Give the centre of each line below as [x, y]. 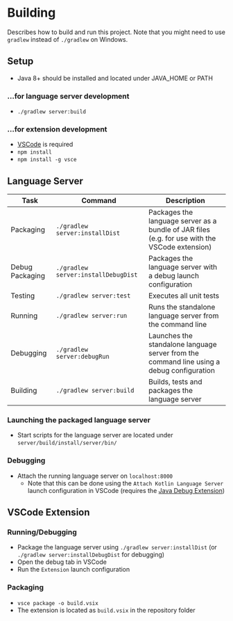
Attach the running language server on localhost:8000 [95, 476]
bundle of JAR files [179, 229]
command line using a [184, 362]
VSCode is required [45, 145]
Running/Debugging [42, 532]
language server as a [183, 221]
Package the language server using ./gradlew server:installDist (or [117, 547]
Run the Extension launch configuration [74, 570]
